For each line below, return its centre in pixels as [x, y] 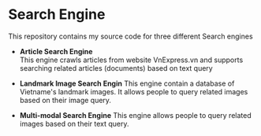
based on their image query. [65, 100]
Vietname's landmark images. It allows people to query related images [134, 91]
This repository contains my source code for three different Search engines [131, 36]
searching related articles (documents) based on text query [116, 68]
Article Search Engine [56, 51]
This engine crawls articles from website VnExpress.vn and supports [131, 60]
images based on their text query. [74, 123]
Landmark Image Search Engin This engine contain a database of [127, 83]
